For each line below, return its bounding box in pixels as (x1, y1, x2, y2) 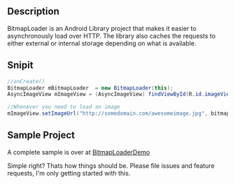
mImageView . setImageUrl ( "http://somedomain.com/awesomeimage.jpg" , (7, 110, 208, 118)
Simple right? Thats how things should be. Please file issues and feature (7, 161, 215, 170)
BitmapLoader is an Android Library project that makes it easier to (7, 24, 197, 32)
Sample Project (7, 129, 76, 141)
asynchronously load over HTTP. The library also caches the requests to (7, 31, 216, 40)
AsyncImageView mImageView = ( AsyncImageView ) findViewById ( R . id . (7, 91, 205, 98)
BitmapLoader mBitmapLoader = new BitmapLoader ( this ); (7, 84, 173, 92)
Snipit (7, 59, 34, 71)
